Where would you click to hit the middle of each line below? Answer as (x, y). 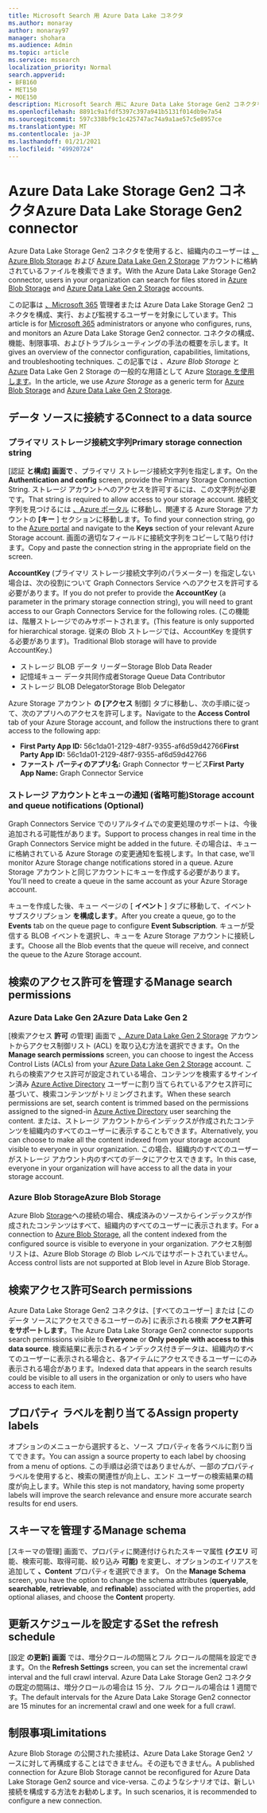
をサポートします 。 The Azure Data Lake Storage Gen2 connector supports (131, 1330)
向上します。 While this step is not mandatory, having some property (133, 1486)
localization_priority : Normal (60, 68)
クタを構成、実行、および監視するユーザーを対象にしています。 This (126, 315)
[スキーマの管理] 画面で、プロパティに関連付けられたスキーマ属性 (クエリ (128, 1551)
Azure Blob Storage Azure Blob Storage (85, 1197)
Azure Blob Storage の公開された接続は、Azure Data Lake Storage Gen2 (126, 1753)
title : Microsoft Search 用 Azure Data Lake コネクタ (96, 16)
